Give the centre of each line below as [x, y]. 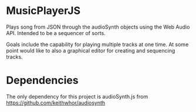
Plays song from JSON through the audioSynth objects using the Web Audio [98, 27]
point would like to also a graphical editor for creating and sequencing [91, 50]
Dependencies [42, 80]
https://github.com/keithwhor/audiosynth [56, 103]
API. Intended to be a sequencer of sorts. [56, 33]
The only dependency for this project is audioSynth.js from [77, 96]
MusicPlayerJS [43, 11]
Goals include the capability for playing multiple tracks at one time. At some [97, 44]
